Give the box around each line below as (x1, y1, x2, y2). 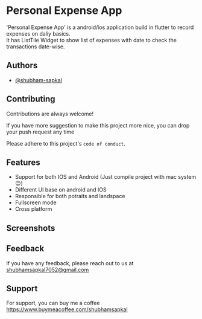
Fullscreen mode (14, 199, 57, 206)
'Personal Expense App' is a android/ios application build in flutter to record (6, 24, 194, 31)
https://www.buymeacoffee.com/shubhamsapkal (6, 306, 128, 313)
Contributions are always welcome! (6, 110, 94, 117)
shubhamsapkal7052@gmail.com (6, 266, 89, 273)
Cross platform (14, 205, 52, 213)
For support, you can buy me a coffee (6, 300, 100, 307)
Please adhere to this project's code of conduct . (6, 140, 125, 147)
